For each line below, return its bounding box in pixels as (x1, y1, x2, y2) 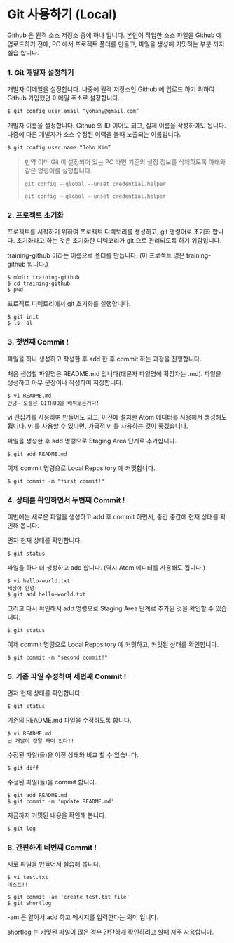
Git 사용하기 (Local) (7, 6, 117, 22)
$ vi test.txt (7, 874, 49, 881)
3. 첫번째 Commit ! (7, 337, 69, 347)
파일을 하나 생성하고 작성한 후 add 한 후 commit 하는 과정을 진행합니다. (7, 354, 202, 363)
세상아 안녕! (7, 584, 39, 591)
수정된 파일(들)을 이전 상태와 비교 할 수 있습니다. (7, 751, 139, 759)
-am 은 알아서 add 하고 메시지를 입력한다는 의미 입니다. (7, 913, 159, 921)
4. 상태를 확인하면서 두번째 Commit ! (7, 495, 125, 505)
